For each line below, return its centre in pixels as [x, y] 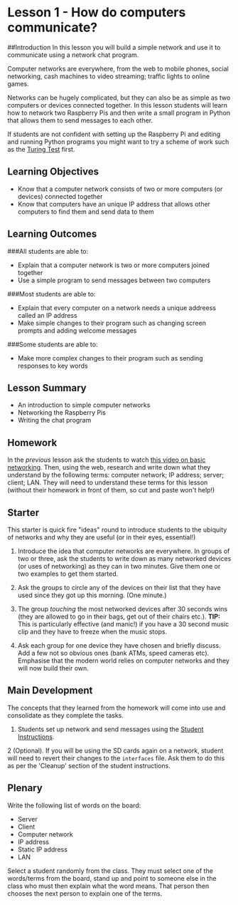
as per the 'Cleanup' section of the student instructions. [89, 765]
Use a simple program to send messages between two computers [114, 280]
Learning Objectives [53, 172]
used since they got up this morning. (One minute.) [92, 595]
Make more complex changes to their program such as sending [110, 358]
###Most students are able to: [52, 294]
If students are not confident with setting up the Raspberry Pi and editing [114, 134]
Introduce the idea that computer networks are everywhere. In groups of [124, 551]
